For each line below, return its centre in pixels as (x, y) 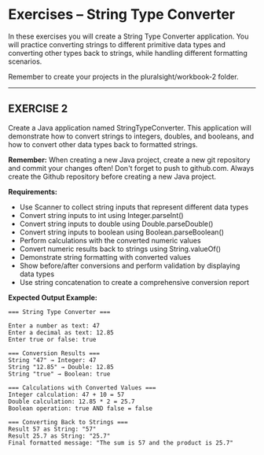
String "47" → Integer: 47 (52, 360)
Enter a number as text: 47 (54, 326)
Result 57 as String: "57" (52, 429)
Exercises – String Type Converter (122, 15)
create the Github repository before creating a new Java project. (112, 176)
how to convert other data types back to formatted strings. (103, 144)
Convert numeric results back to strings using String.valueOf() (120, 249)
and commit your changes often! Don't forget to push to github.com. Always (131, 168)
